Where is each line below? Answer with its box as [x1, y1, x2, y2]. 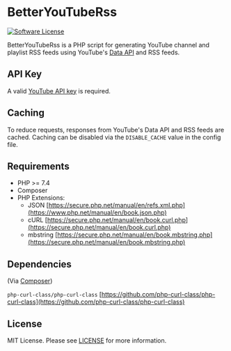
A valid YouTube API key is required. [7, 86, 111, 95]
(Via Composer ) [7, 276, 53, 286]
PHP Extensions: [17, 194, 65, 202]
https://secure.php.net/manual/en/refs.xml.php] [48, 201, 186, 210]
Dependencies [7, 258, 72, 270]
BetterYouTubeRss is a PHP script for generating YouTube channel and [7, 40, 210, 49]
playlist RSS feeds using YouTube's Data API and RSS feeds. [7, 48, 180, 56]
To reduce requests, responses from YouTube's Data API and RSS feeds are [7, 125, 225, 134]
